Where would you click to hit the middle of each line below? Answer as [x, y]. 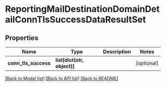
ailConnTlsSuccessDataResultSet [76, 20]
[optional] [147, 63]
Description [117, 52]
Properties [22, 38]
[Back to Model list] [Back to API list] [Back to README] [62, 78]
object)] [65, 66]
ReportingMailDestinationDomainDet [82, 9]
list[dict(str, [69, 60]
